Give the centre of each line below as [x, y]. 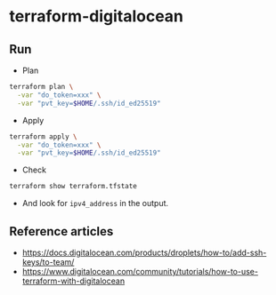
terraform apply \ [43, 136]
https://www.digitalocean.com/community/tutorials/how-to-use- [140, 271]
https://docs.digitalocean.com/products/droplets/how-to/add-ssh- [144, 252]
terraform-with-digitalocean [73, 281]
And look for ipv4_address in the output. [95, 203]
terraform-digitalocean [97, 16]
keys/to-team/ [48, 262]
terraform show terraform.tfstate [73, 187]
